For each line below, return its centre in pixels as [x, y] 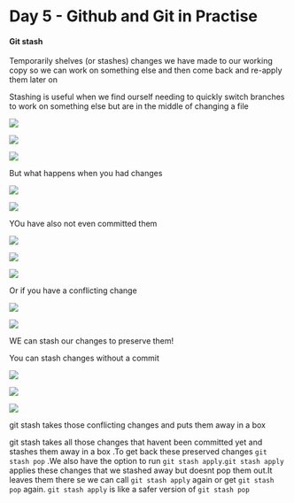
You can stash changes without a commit [84, 358]
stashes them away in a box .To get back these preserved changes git [138, 452]
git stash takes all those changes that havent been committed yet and [136, 442]
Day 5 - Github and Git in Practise [134, 16]
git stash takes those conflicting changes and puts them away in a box [137, 425]
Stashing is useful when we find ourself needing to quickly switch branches [147, 97]
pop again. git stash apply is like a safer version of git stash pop [129, 490]
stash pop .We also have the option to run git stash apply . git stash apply [147, 461]
